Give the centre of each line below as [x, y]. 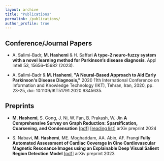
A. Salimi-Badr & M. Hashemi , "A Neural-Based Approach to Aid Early [84, 75]
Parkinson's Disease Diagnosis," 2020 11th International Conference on [85, 80]
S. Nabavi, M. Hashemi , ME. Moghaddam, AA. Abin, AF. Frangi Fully [82, 137]
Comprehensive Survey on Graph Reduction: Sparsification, [75, 123]
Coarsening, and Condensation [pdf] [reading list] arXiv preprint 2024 [84, 128]
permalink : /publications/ [33, 19]
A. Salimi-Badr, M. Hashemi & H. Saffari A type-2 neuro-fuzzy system [84, 55]
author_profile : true [27, 23]
